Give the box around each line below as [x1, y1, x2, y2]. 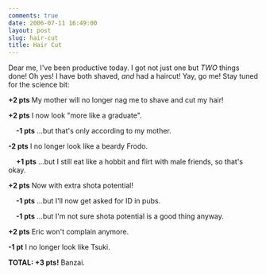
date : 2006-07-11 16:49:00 [8, 19, 98, 27]
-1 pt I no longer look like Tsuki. [8, 242, 110, 252]
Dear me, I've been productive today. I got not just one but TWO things [8, 63, 240, 72]
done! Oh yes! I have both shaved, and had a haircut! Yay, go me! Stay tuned [8, 72, 258, 81]
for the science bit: [8, 80, 70, 90]
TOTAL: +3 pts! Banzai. [8, 258, 86, 267]
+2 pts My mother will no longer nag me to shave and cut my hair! [8, 95, 224, 105]
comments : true [8, 11, 59, 20]
